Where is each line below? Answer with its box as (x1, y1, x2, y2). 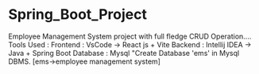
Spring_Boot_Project (8, 6, 147, 24)
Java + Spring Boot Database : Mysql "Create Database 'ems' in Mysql (8, 48, 240, 57)
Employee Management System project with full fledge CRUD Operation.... (8, 31, 252, 41)
